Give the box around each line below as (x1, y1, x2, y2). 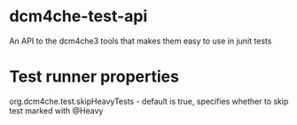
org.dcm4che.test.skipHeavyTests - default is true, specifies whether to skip (9, 96, 289, 106)
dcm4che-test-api (9, 6, 148, 27)
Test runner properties (9, 66, 180, 87)
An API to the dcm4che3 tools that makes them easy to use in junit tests (9, 35, 272, 46)
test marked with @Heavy (9, 105, 104, 116)
